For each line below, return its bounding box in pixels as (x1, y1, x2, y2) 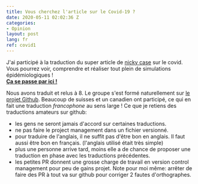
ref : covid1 (6, 43, 36, 49)
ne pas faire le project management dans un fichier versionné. (14, 126, 169, 134)
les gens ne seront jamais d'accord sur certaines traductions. (14, 120, 167, 127)
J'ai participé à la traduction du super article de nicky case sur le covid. (6, 58, 183, 66)
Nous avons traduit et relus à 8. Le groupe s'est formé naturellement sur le (6, 89, 190, 96)
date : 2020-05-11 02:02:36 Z (6, 14, 79, 20)
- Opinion (6, 25, 31, 32)
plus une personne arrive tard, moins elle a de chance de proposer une (14, 145, 191, 153)
